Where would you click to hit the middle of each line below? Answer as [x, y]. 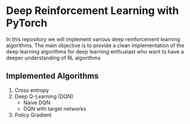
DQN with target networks [55, 108]
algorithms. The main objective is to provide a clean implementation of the [95, 45]
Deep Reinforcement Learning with [93, 11]
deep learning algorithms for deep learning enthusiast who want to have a [95, 51]
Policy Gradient [33, 115]
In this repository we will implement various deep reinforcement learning [93, 39]
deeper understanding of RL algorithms [53, 58]
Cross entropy [32, 90]
